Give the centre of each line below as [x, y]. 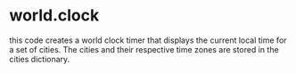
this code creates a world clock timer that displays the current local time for [148, 40]
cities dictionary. [40, 59]
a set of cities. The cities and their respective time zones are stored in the [144, 49]
